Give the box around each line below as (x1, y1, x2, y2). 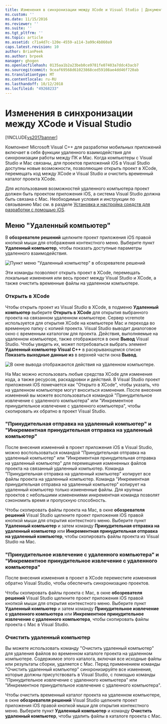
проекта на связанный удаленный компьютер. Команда (5, 465, 124, 471)
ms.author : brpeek (5, 53, 43, 59)
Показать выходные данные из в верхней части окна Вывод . (5, 352, 138, 358)
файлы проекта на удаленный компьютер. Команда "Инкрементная (5, 476, 150, 482)
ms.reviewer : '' (5, 21, 39, 26)
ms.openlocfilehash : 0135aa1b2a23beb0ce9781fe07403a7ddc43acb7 (5, 63, 139, 68)
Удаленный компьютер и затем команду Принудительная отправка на (5, 523, 160, 529)
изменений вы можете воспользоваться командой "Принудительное (5, 392, 153, 398)
